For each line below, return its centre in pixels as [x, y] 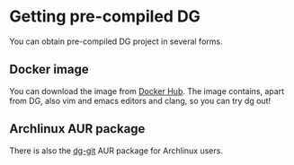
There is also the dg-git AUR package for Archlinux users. [116, 151]
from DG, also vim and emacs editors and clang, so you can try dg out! [140, 100]
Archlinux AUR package [77, 129]
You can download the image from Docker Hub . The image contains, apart [147, 91]
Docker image [49, 69]
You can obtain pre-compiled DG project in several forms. [116, 41]
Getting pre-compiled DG [105, 17]
